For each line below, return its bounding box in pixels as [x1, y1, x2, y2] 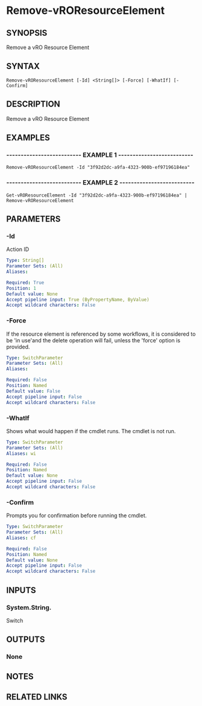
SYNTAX [6, 61, 40, 71]
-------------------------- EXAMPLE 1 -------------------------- [6, 151, 194, 159]
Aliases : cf [6, 535, 36, 541]
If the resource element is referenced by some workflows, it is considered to [6, 330, 196, 338]
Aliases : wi [6, 450, 36, 457]
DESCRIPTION [6, 99, 60, 109]
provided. [6, 343, 30, 350]
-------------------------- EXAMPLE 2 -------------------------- [6, 178, 195, 187]
